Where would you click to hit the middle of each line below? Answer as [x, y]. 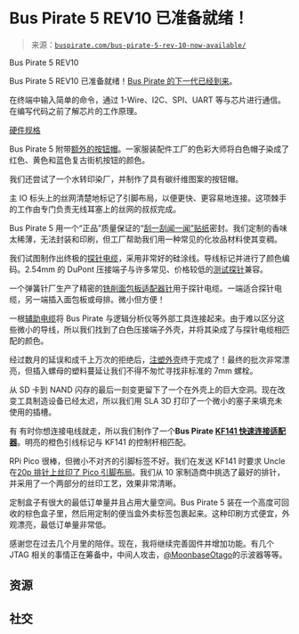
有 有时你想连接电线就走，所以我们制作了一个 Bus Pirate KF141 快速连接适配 [148, 431]
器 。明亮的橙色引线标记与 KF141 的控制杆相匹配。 [100, 441]
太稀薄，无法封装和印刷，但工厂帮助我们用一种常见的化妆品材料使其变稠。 [145, 239]
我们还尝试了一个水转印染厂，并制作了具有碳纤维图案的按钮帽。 [126, 178]
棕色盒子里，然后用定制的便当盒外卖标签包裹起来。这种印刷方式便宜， [153, 513]
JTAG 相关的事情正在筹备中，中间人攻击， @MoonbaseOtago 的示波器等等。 [148, 555]
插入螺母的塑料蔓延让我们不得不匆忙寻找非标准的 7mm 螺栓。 [145, 370]
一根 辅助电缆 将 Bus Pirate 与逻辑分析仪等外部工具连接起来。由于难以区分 [143, 318]
